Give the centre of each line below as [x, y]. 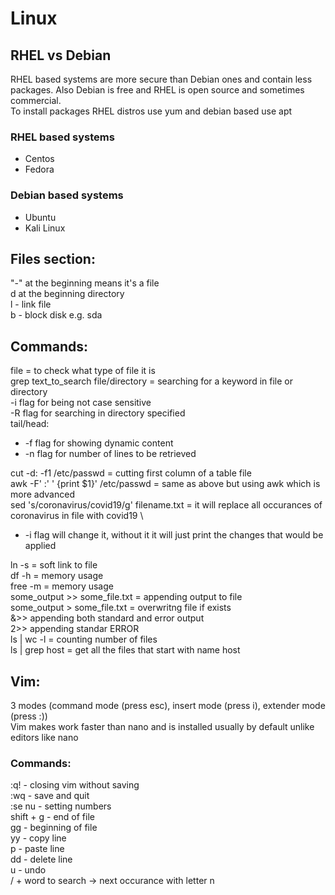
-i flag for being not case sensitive [81, 403]
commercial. [36, 100]
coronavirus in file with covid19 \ [77, 516]
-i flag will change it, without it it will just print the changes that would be [174, 535]
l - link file [31, 304]
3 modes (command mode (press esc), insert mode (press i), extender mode [168, 706]
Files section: [53, 258]
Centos [39, 159]
